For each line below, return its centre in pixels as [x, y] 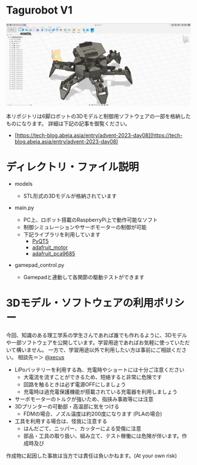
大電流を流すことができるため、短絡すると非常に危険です [93, 377]
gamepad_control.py [39, 265]
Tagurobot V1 [39, 10]
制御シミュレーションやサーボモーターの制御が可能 [85, 227]
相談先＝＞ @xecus [41, 357]
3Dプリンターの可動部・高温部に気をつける [67, 406]
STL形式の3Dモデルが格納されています [70, 196]
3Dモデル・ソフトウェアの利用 [80, 303]
